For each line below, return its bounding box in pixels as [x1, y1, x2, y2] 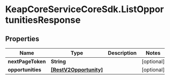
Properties [5, 34, 39, 43]
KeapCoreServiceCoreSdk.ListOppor [5, 4, 164, 15]
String [51, 58, 66, 65]
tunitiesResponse [5, 14, 81, 26]
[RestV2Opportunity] [51, 66, 103, 73]
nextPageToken [8, 58, 47, 65]
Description [108, 50, 137, 56]
